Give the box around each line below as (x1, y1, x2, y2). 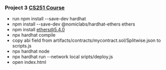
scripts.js (12, 43, 32, 49)
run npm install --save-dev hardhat (12, 16, 86, 22)
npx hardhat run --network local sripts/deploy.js (12, 54, 113, 60)
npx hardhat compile (12, 32, 56, 38)
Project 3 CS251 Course (5, 4, 65, 11)
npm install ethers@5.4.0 (12, 27, 65, 33)
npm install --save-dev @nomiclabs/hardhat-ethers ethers (12, 21, 135, 27)
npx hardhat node (12, 48, 50, 55)
